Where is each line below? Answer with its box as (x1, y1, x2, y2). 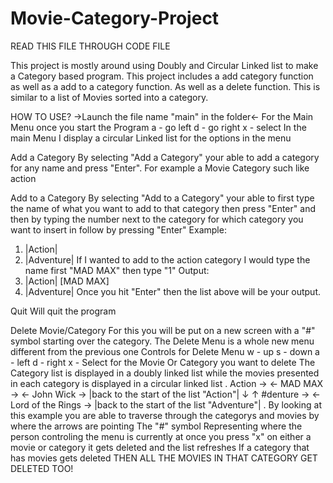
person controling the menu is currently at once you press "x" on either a (10, 430, 312, 442)
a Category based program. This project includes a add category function (10, 70, 314, 82)
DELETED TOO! (10, 462, 74, 474)
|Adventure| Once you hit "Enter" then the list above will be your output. (24, 285, 321, 297)
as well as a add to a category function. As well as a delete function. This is (10, 80, 321, 92)
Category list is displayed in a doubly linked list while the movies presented (10, 367, 320, 379)
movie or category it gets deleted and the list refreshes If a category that (10, 441, 310, 453)
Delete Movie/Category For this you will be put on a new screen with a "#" (10, 324, 316, 336)
